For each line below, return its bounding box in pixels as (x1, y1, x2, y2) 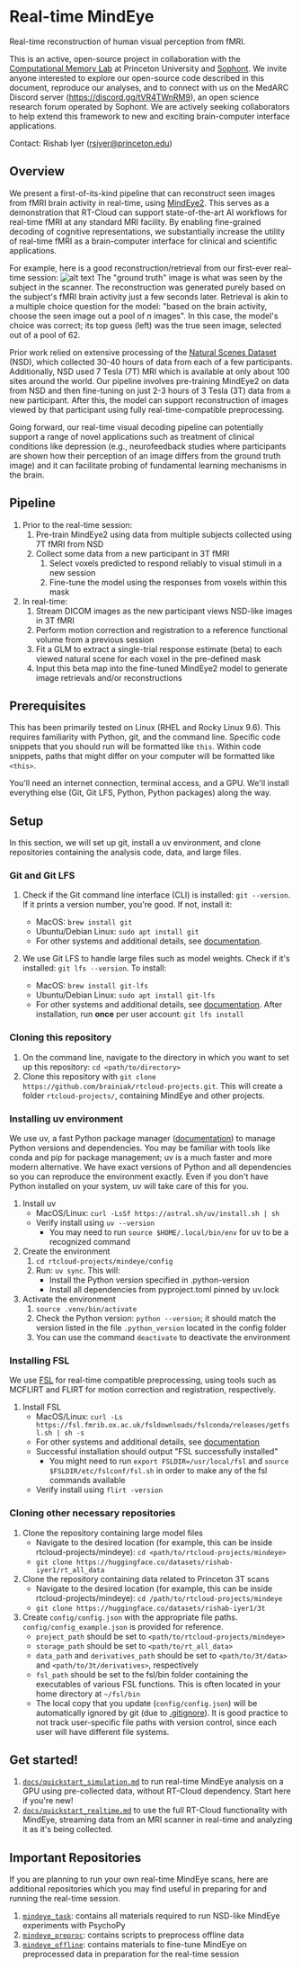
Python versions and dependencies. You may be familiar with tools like (9, 1142, 271, 1153)
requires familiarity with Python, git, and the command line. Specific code (9, 731, 281, 743)
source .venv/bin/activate (35, 1305, 137, 1314)
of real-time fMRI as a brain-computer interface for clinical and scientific (9, 236, 278, 246)
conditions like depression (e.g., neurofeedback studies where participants (9, 441, 287, 452)
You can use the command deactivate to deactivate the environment (35, 1332, 290, 1343)
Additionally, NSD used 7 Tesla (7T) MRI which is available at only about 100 (9, 366, 290, 377)
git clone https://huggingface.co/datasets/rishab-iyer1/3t (35, 1604, 266, 1613)
